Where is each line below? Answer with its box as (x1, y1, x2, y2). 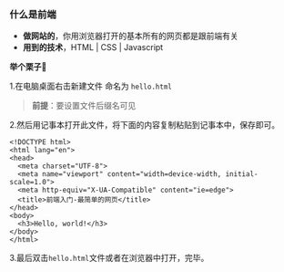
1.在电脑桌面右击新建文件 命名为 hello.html (9, 80, 173, 92)
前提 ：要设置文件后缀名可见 (31, 100, 137, 111)
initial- (225, 170, 259, 179)
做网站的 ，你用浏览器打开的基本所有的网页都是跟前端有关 (22, 30, 238, 42)
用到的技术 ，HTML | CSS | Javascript (22, 42, 164, 53)
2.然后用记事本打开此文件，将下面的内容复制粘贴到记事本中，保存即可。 (9, 120, 280, 131)
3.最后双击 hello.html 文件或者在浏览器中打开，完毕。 (9, 253, 209, 264)
